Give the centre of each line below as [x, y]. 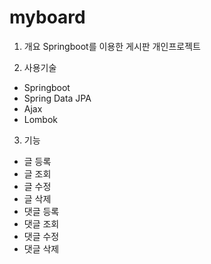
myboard [47, 17]
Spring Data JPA [57, 98]
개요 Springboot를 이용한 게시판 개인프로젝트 [112, 46]
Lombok [41, 119]
